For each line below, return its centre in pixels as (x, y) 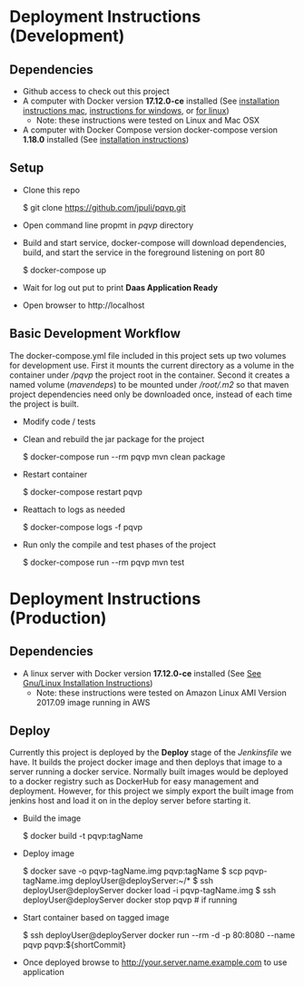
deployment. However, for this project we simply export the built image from (152, 791)
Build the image (52, 818)
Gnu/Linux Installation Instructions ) (88, 683)
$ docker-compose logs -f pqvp (83, 527)
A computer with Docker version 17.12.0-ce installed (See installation (151, 101)
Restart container (55, 474)
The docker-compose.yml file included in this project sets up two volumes (148, 355)
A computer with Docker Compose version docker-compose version (150, 130)
